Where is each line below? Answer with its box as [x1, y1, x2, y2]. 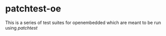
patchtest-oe [5, 3, 61, 14]
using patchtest [5, 24, 38, 30]
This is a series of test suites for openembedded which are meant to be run [5, 19, 161, 25]
